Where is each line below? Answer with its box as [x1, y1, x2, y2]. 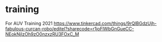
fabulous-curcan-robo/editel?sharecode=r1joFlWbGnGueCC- [5, 25, 134, 31]
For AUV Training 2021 [5, 20, 53, 26]
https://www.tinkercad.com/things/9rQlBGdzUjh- [53, 20, 157, 26]
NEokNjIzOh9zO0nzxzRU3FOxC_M [5, 31, 79, 37]
